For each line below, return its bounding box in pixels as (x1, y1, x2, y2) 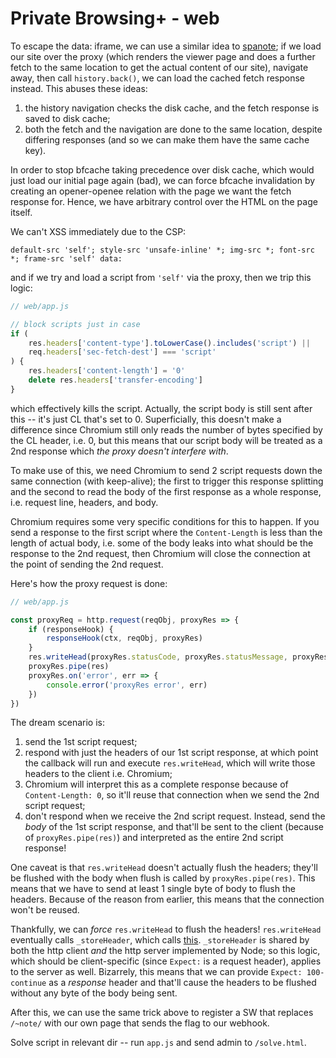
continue (10, 978, 47, 989)
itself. (10, 206, 33, 218)
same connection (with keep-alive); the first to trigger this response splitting (10, 475, 324, 487)
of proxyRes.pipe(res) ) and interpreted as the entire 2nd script (24, 832, 284, 844)
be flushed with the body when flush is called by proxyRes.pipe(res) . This (10, 872, 316, 884)
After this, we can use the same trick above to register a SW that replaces (10, 1007, 314, 1019)
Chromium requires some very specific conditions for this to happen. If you (10, 515, 320, 527)
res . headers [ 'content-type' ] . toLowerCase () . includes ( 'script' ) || (28, 338, 311, 348)
